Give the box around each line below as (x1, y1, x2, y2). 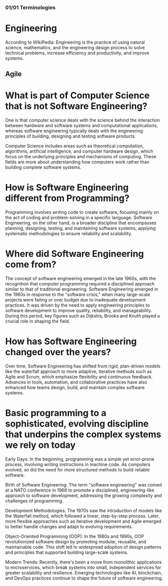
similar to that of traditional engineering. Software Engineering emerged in (5, 286, 158, 292)
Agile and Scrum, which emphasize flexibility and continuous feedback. (5, 374, 153, 379)
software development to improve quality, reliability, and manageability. (5, 308, 152, 314)
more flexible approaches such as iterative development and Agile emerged (5, 518, 161, 524)
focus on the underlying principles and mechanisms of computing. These (5, 154, 156, 160)
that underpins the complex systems (5, 429, 161, 440)
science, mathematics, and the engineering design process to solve (5, 44, 145, 50)
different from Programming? (5, 192, 129, 204)
